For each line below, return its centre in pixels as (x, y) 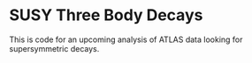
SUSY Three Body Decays (106, 15)
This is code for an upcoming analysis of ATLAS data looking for (126, 39)
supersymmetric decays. (54, 48)
